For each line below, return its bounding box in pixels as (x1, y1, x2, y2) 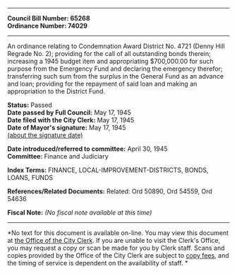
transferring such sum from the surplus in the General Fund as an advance (7, 72, 224, 80)
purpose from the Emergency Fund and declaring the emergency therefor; (7, 64, 224, 73)
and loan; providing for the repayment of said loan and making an (7, 79, 197, 88)
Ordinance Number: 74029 (7, 22, 88, 30)
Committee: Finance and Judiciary (7, 152, 109, 160)
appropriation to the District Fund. (7, 87, 106, 96)
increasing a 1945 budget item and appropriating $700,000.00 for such (7, 57, 214, 65)
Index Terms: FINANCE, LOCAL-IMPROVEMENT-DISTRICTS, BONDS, (7, 166, 209, 174)
